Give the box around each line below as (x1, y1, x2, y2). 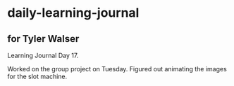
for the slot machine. (7, 72, 68, 80)
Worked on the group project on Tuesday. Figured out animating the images (7, 65, 227, 73)
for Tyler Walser (7, 33, 80, 45)
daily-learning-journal (7, 5, 140, 21)
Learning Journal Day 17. (7, 51, 79, 59)
